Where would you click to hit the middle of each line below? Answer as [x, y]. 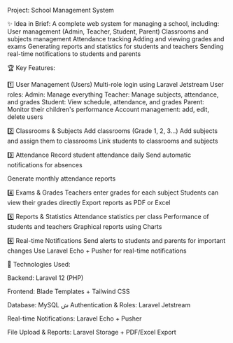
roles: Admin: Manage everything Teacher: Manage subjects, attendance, [113, 94]
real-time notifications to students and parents [74, 54]
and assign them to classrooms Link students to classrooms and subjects [113, 141]
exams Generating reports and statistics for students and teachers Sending [115, 46]
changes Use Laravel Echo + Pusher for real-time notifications [97, 251]
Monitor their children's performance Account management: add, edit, [108, 109]
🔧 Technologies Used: [39, 264]
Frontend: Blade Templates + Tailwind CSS [69, 291]
